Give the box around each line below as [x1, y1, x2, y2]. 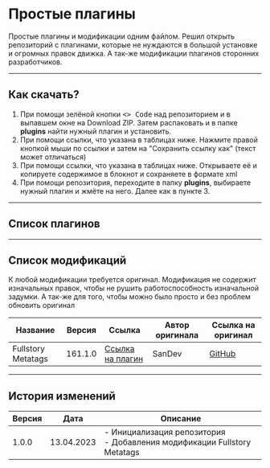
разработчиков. [8, 57, 63, 67]
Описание [160, 413, 202, 425]
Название [15, 325, 55, 336]
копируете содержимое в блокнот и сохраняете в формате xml [19, 169, 238, 179]
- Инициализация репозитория [104, 427, 227, 438]
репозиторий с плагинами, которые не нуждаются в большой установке [8, 39, 258, 49]
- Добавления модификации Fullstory [104, 437, 252, 448]
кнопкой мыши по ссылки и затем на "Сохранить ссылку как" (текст [19, 143, 256, 153]
